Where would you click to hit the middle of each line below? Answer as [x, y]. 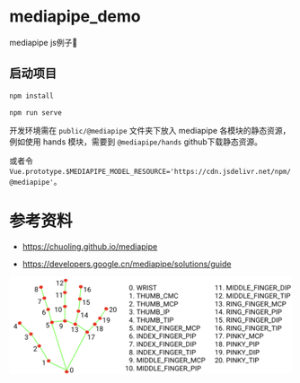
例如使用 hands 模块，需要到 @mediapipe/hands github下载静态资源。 [136, 142]
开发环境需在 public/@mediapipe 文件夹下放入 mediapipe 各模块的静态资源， [150, 130]
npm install [31, 96]
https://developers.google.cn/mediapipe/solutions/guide [127, 264]
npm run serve [36, 113]
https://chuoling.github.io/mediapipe [90, 246]
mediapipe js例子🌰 [44, 42]
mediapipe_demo [75, 17]
